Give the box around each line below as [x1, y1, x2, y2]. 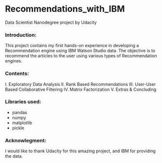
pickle [12, 125, 24, 130]
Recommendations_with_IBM [5, 3, 125, 15]
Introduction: [5, 32, 37, 38]
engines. [5, 58, 23, 64]
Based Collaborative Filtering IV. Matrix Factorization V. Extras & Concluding [5, 86, 157, 92]
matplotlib [12, 120, 32, 126]
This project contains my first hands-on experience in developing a [5, 43, 139, 49]
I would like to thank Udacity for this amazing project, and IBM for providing [5, 148, 156, 154]
